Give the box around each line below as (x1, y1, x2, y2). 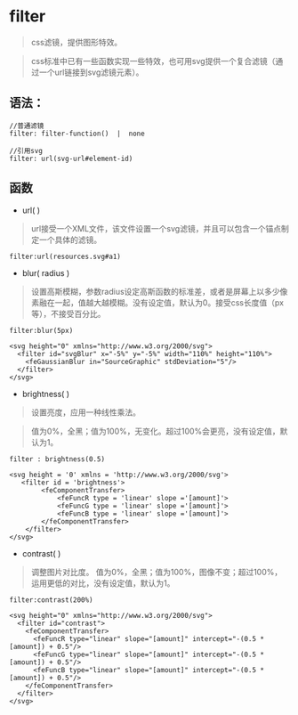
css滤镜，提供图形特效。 (30, 37, 123, 47)
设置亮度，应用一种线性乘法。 (30, 407, 141, 418)
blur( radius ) (21, 267, 70, 278)
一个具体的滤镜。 (38, 234, 102, 245)
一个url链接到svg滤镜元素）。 (38, 67, 144, 77)
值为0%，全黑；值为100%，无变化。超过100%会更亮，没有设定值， (30, 426, 280, 436)
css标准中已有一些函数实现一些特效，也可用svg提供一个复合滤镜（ (30, 55, 276, 66)
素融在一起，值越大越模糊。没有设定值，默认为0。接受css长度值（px (30, 297, 285, 308)
